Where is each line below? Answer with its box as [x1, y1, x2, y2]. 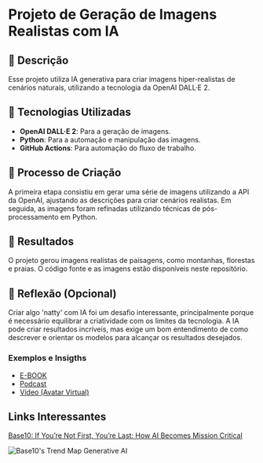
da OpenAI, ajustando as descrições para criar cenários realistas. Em [8, 195, 232, 205]
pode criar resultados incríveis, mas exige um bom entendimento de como [8, 324, 249, 334]
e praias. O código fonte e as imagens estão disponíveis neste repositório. [8, 264, 248, 273]
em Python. [60, 212, 98, 221]
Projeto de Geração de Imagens [8, 6, 217, 24]
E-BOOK [19, 370, 47, 380]
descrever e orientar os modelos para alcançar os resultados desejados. [8, 333, 243, 343]
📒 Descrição [8, 54, 69, 67]
